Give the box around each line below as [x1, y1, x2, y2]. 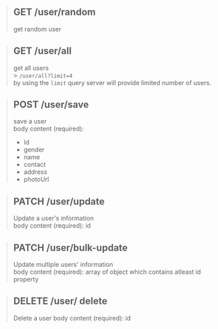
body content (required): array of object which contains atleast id [13, 268, 201, 276]
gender [23, 145, 45, 154]
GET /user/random [13, 6, 96, 18]
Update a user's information [13, 214, 94, 223]
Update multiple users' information [13, 261, 113, 269]
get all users [13, 64, 50, 72]
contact [23, 161, 46, 169]
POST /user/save [13, 98, 89, 111]
